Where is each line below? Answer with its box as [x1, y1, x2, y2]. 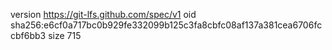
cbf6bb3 [10, 30, 47, 41]
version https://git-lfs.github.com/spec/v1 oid [10, 9, 197, 20]
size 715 [48, 30, 82, 41]
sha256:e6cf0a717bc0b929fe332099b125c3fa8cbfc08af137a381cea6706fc [10, 19, 323, 31]
